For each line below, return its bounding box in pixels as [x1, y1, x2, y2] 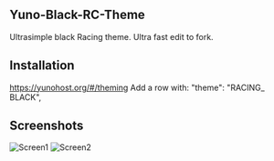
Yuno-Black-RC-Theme [9, 7, 146, 23]
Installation [9, 58, 75, 74]
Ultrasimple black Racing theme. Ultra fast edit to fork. [9, 31, 214, 42]
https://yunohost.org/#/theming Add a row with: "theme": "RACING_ [9, 82, 265, 93]
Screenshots [9, 118, 84, 134]
